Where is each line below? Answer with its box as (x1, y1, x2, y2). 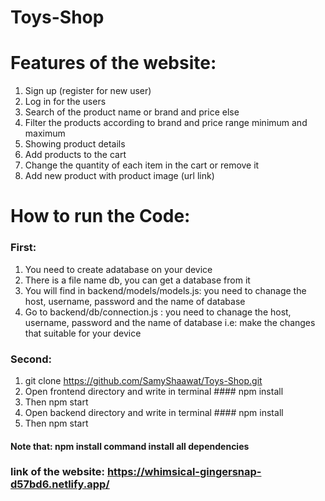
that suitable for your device (24, 327, 142, 339)
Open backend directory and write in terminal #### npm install (24, 406, 284, 418)
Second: (10, 352, 53, 366)
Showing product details (24, 138, 126, 150)
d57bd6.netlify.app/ (10, 477, 110, 491)
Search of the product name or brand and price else (24, 106, 240, 118)
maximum (24, 127, 66, 140)
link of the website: (10, 465, 106, 479)
